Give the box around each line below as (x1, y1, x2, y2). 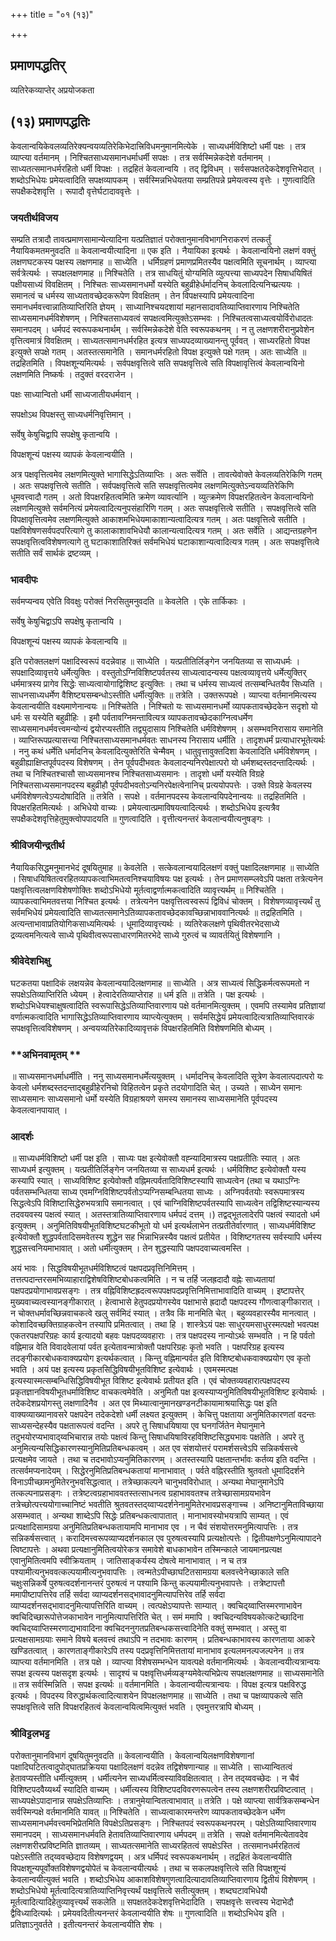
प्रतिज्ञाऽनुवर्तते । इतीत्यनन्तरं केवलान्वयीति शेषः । (10, 1918, 163, 1930)
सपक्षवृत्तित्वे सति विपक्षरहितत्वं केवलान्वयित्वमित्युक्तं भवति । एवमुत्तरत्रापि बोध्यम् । (10, 1701, 262, 1713)
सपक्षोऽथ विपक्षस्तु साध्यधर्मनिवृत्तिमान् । (10, 408, 132, 420)
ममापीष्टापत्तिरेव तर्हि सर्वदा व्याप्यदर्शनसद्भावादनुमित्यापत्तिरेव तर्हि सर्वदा (10, 1589, 226, 1601)
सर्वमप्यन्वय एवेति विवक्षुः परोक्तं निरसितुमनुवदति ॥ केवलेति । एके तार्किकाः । (10, 595, 247, 608)
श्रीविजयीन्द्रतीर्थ (10, 839, 65, 853)
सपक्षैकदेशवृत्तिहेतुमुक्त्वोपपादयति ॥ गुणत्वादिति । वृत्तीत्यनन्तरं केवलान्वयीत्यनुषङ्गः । (10, 813, 272, 825)
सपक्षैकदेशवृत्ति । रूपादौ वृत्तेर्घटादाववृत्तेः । (10, 185, 140, 197)
